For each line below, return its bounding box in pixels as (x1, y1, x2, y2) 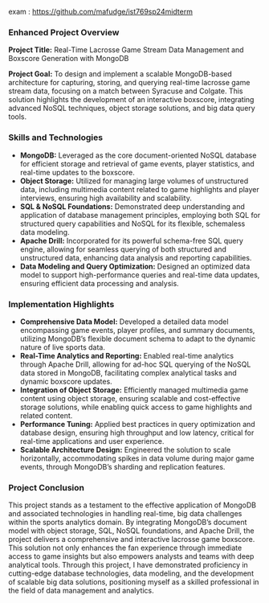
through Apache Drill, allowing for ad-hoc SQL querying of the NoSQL (19, 359, 251, 369)
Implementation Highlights (8, 298, 115, 310)
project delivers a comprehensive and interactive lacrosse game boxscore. (8, 535, 255, 544)
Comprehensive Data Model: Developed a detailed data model (19, 317, 229, 326)
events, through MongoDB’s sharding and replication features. (19, 461, 226, 471)
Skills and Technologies (8, 132, 103, 143)
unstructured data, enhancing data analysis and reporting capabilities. (19, 252, 252, 262)
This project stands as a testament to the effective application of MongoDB (8, 500, 257, 510)
